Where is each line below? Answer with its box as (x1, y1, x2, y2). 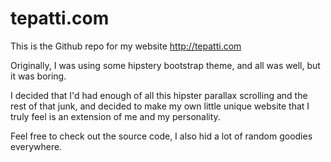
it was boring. (10, 70, 67, 82)
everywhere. (10, 140, 63, 152)
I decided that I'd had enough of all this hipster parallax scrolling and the (10, 89, 308, 101)
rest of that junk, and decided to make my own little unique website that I (10, 100, 310, 112)
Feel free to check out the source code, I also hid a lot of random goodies (10, 130, 313, 142)
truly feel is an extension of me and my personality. (10, 110, 221, 122)
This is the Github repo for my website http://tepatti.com (10, 40, 242, 52)
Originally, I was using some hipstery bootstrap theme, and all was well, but (10, 59, 321, 71)
